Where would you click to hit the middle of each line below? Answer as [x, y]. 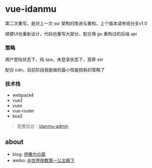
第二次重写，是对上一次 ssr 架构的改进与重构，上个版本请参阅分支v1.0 [76, 23]
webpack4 [23, 95]
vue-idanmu [31, 9]
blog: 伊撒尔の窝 [29, 154]
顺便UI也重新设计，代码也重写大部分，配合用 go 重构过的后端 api [71, 34]
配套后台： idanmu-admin [43, 126]
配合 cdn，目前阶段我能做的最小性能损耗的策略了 [55, 70]
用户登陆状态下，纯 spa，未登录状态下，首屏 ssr [54, 60]
